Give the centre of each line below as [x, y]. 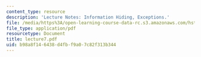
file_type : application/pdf [41, 28]
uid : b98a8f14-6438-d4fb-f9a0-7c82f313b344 [61, 45]
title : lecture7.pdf [32, 39]
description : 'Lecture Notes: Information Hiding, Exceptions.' [88, 17]
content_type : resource [36, 12]
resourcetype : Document [36, 34]
